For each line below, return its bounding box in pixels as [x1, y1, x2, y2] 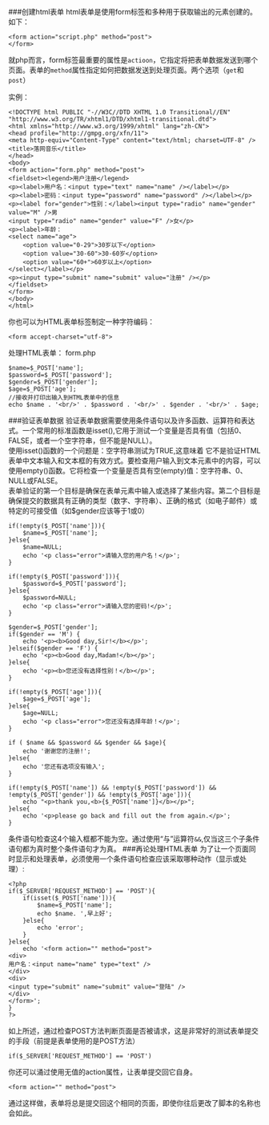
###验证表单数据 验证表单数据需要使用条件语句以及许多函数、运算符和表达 [8, 416, 255, 425]
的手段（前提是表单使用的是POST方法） [8, 1036, 140, 1046]
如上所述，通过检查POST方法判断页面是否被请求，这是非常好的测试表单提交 [8, 1026, 259, 1035]
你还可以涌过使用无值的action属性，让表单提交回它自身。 [8, 1067, 198, 1077]
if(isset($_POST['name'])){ [22, 894, 116, 902]
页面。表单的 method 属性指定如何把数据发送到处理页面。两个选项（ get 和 [8, 65, 244, 75]
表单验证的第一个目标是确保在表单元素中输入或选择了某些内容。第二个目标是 [8, 486, 261, 495]
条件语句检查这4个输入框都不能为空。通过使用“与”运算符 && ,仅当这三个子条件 [8, 834, 260, 843]
